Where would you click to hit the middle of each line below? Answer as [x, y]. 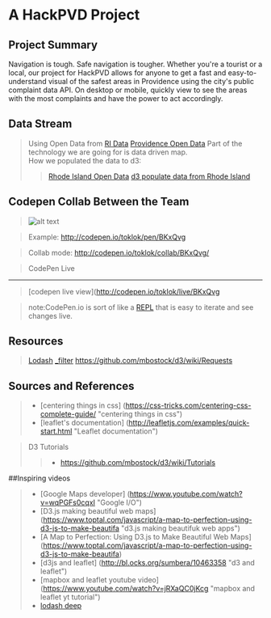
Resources [36, 341]
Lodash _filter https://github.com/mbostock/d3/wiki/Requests [130, 361]
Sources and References [71, 386]
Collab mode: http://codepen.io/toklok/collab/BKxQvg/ [119, 252]
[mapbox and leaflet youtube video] [100, 580]
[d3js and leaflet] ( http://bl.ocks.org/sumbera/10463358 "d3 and [148, 563]
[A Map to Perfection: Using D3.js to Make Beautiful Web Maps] [146, 537]
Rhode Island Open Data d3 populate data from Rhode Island [149, 176]
